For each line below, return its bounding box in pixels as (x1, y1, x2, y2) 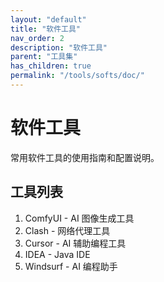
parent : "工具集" (10, 52, 78, 62)
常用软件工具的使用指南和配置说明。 (10, 151, 160, 163)
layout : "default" (10, 14, 87, 25)
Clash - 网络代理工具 (24, 224, 111, 236)
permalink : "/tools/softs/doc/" (10, 71, 145, 81)
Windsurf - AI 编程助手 (24, 260, 118, 272)
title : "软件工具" (10, 24, 82, 34)
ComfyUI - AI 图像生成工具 (24, 212, 135, 224)
